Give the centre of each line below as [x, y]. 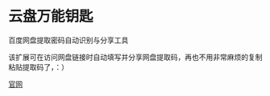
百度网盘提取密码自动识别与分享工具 [69, 40]
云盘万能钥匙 [51, 16]
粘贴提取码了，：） [38, 67]
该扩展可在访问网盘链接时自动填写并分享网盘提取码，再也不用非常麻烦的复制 [135, 57]
